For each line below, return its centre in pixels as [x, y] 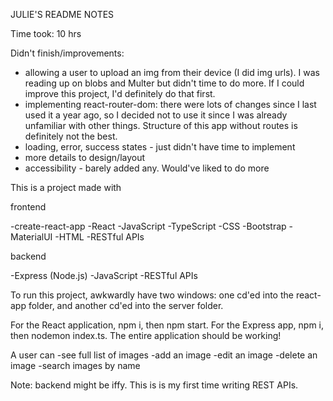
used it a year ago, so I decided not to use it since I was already [156, 115]
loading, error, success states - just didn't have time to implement [160, 147]
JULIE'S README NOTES [62, 14]
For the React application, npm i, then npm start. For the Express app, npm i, [167, 325]
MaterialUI [31, 237]
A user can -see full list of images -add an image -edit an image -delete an [164, 355]
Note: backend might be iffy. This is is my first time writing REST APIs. [154, 385]
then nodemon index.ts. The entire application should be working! [146, 335]
